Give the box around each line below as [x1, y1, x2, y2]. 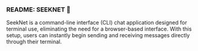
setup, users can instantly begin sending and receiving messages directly [6, 32, 190, 39]
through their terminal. [6, 38, 62, 46]
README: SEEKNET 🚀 [6, 5, 71, 14]
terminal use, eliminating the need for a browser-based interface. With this [6, 25, 192, 32]
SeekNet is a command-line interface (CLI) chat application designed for [6, 19, 188, 26]
